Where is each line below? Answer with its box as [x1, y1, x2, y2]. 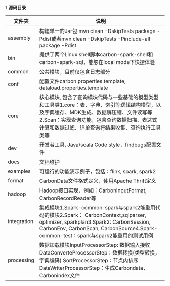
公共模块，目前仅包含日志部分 [39, 68, 110, 75]
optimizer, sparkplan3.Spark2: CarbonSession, [39, 218, 151, 225]
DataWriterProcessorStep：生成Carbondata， [39, 265, 148, 271]
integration [8, 218, 34, 225]
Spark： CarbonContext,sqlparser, [64, 212, 147, 218]
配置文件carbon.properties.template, [39, 78, 126, 85]
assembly [8, 35, 31, 41]
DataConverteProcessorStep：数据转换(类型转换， [39, 249, 160, 256]
